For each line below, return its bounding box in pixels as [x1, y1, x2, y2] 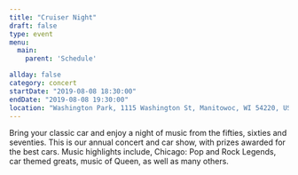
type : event [9, 29, 53, 38]
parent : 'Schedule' [25, 54, 98, 63]
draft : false [9, 21, 58, 30]
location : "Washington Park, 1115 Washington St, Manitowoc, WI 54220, [9, 103, 279, 112]
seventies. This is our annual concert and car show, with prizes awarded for [9, 137, 286, 147]
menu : [9, 37, 29, 47]
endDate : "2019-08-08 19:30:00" [9, 95, 129, 104]
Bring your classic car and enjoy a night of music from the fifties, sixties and [9, 128, 287, 139]
